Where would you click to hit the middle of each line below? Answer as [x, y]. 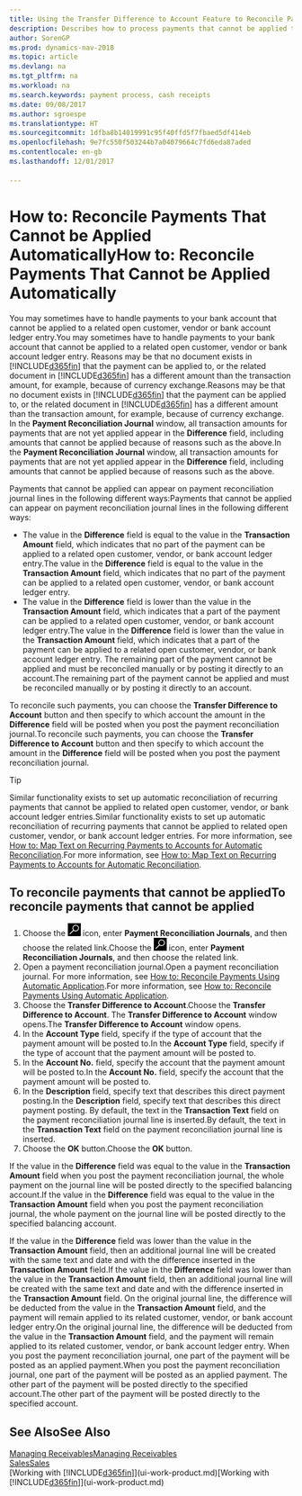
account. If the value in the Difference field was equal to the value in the [142, 1195]
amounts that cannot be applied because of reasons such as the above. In [145, 442]
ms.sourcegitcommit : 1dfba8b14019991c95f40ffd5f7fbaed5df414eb [130, 133]
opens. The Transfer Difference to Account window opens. [132, 1024]
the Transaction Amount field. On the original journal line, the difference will [151, 1298]
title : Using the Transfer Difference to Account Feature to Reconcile [146, 19]
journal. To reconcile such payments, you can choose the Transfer [132, 734]
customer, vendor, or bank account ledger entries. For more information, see [151, 835]
